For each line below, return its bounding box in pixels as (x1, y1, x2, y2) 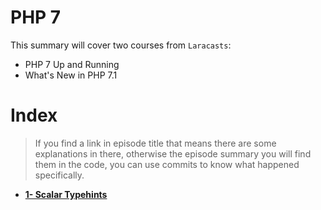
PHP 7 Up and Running (24, 58, 120, 70)
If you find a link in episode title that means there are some (34, 137, 277, 149)
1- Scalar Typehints (24, 188, 108, 200)
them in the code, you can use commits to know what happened (34, 158, 300, 170)
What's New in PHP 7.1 (24, 69, 118, 81)
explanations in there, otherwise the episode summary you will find (34, 147, 312, 160)
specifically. (34, 169, 85, 181)
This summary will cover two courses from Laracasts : (10, 39, 232, 51)
